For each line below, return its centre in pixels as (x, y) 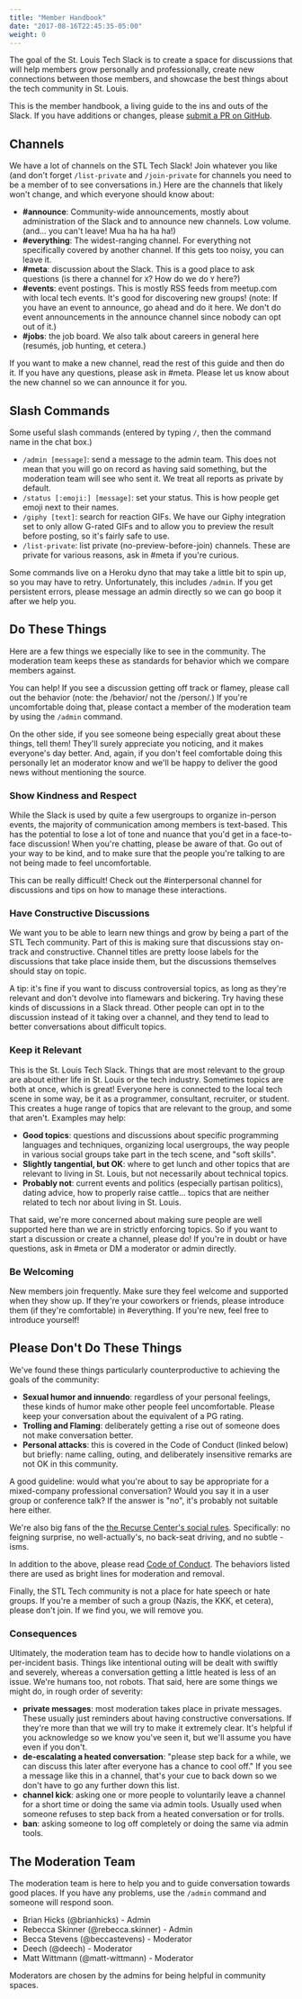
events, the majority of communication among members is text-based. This (148, 825)
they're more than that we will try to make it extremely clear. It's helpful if (157, 1728)
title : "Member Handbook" (58, 18)
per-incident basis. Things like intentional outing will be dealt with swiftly (144, 1663)
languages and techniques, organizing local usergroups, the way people (156, 1144)
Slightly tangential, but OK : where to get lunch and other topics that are (156, 1163)
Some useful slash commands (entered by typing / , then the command (140, 432)
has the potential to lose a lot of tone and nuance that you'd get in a (134, 835)
